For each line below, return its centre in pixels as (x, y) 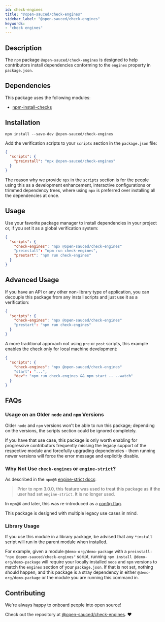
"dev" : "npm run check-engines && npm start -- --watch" (74, 376)
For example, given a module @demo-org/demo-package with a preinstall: (79, 552)
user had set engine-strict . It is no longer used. (66, 494)
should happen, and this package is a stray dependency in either (71, 572)
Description (23, 48)
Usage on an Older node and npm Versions (55, 415)
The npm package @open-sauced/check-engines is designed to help (71, 60)
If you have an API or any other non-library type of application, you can (77, 292)
